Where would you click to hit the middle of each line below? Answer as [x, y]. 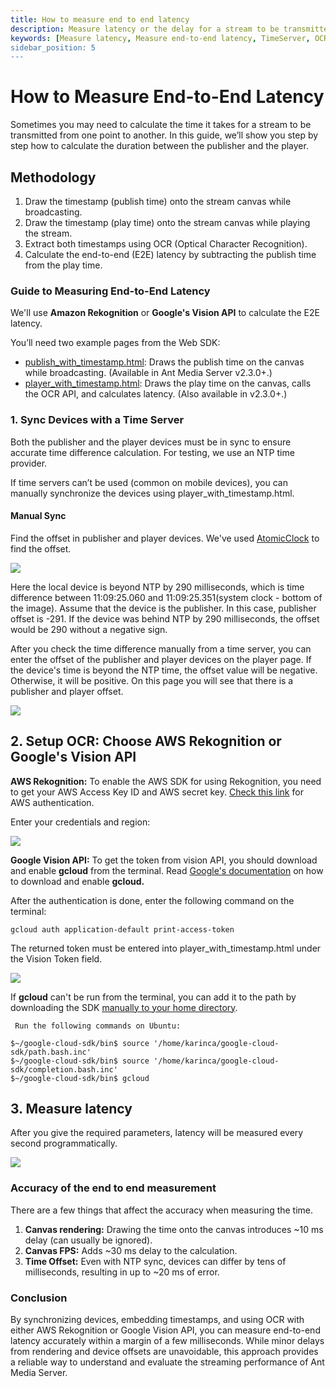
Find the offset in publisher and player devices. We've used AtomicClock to [165, 538]
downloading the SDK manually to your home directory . [124, 1007]
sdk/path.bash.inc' [51, 1052]
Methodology [53, 177]
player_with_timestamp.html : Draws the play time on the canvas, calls [168, 383]
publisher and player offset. [67, 691]
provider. [29, 463]
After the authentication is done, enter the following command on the [152, 900]
